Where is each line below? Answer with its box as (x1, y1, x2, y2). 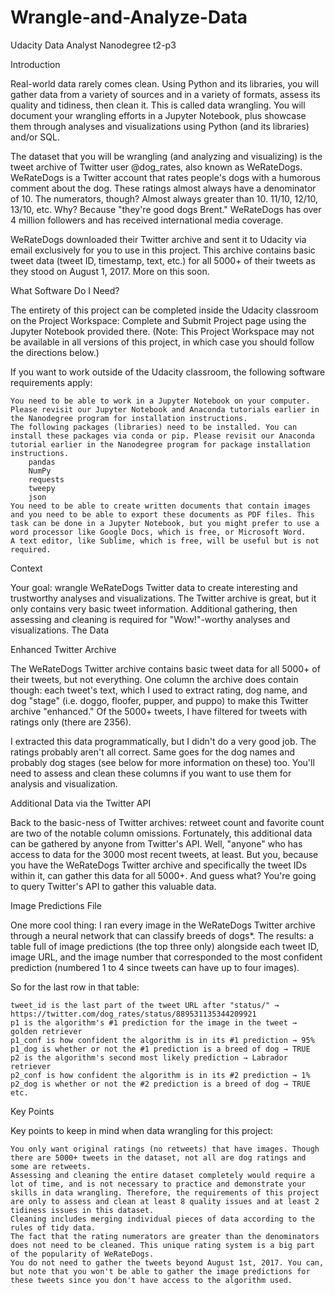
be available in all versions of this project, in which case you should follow (10, 336, 315, 348)
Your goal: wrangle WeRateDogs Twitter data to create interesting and (10, 581, 298, 593)
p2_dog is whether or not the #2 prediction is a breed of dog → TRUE (10, 1079, 311, 1089)
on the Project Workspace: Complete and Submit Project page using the (10, 314, 307, 326)
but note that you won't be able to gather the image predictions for (10, 1266, 311, 1276)
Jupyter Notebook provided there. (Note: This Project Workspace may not (10, 325, 315, 337)
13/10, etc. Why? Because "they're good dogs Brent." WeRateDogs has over (10, 203, 322, 215)
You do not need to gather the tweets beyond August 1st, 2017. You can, (10, 1257, 325, 1268)
